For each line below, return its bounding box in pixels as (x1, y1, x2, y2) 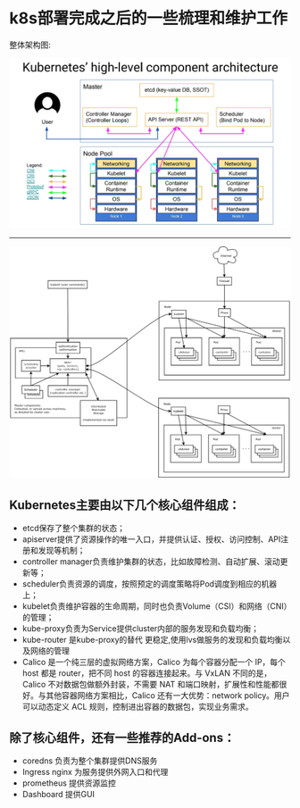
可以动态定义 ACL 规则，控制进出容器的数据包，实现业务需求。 (21, 702, 254, 712)
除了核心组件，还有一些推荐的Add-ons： (9, 729, 236, 746)
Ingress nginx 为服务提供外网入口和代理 (21, 766, 169, 777)
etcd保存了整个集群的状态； (21, 523, 125, 534)
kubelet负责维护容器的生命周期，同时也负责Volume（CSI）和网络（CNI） (21, 601, 288, 612)
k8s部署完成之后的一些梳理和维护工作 (9, 8, 288, 29)
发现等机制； (37, 546, 86, 556)
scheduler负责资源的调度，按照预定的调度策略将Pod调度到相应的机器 (21, 579, 278, 589)
